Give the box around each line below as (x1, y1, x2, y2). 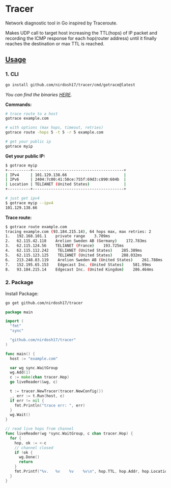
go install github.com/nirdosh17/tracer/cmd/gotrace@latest (5, 82, 136, 87)
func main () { (5, 351, 36, 357)
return (18, 459, 33, 465)
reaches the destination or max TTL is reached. (5, 40, 104, 46)
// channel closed (14, 445, 53, 450)
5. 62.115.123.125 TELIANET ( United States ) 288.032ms (5, 253, 142, 258)
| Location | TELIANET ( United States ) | (5, 182, 126, 187)
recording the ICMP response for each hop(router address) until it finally (5, 35, 157, 41)
